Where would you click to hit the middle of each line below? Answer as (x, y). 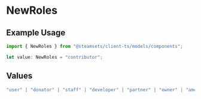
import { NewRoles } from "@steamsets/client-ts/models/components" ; (95, 46)
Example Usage (36, 33)
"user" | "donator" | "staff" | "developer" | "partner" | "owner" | (95, 90)
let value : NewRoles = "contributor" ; (54, 57)
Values (19, 76)
